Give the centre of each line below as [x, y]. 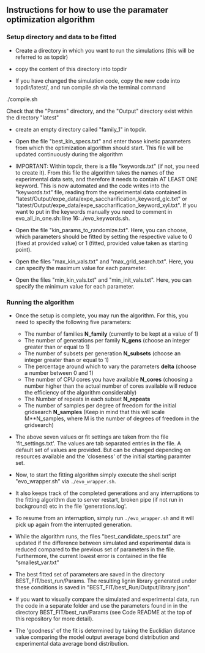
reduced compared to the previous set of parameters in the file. [95, 549]
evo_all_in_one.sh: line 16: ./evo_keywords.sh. [73, 218]
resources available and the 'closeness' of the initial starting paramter [103, 456]
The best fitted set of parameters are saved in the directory [90, 574]
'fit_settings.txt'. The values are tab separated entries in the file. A [98, 443]
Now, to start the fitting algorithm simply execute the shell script [96, 475]
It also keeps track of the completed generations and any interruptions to [107, 493]
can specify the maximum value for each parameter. [81, 268]
